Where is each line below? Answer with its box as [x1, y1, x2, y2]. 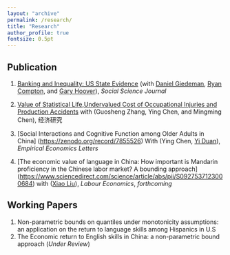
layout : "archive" [7, 10, 60, 17]
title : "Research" [7, 23, 60, 30]
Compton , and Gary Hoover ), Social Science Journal [17, 87, 167, 95]
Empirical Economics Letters [17, 144, 98, 152]
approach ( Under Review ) [17, 239, 91, 248]
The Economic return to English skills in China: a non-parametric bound [17, 232, 220, 241]
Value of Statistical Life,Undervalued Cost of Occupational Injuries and [17, 100, 218, 108]
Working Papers [7, 199, 78, 211]
